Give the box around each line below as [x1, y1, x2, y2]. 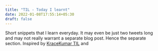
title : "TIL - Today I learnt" [5, 7, 70, 12]
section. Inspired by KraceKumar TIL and [5, 41, 88, 47]
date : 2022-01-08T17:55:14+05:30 [5, 12, 75, 17]
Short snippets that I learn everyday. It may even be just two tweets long [5, 30, 153, 36]
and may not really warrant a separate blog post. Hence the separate [5, 35, 147, 41]
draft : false [5, 16, 32, 21]
